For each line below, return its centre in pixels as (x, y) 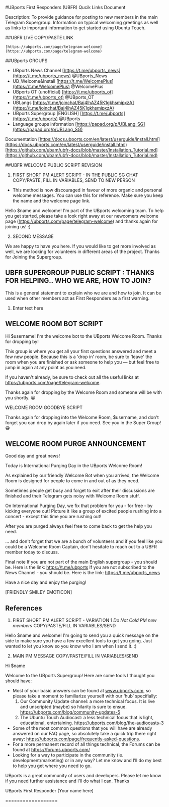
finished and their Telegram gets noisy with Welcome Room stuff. (73, 496)
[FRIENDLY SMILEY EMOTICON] (38, 592)
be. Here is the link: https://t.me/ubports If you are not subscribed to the (80, 567)
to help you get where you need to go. (52, 766)
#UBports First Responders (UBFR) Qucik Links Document (65, 7)
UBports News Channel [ (38, 70)
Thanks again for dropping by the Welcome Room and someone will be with (83, 392)
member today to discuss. (32, 552)
